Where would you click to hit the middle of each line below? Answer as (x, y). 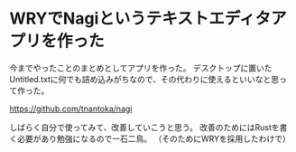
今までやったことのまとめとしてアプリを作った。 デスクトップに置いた (141, 68)
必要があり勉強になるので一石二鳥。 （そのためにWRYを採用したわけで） (153, 138)
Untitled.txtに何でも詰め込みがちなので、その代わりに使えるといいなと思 (144, 79)
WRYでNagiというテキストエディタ (140, 19)
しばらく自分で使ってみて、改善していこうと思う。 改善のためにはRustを (144, 127)
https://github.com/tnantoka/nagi (71, 109)
